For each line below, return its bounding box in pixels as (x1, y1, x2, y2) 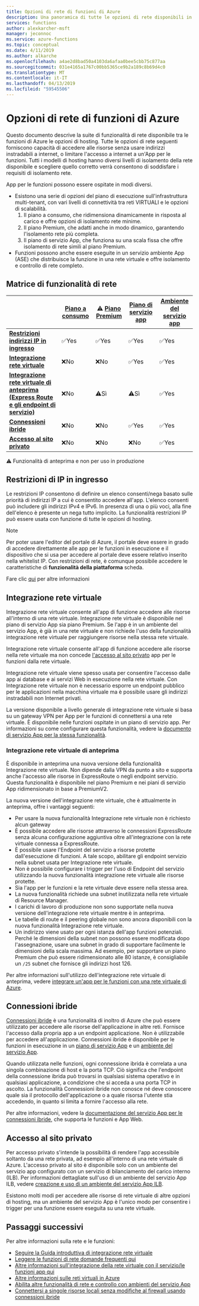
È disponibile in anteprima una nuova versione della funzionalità (6, 759, 162, 767)
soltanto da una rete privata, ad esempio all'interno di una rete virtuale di (6, 1155, 184, 1163)
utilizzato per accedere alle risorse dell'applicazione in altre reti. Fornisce (6, 1024, 185, 1031)
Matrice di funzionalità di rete (6, 279, 117, 289)
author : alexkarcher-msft (6, 25, 70, 32)
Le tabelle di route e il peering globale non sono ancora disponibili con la (14, 915, 192, 922)
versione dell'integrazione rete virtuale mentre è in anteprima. (14, 909, 166, 916)
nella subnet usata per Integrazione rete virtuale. (14, 859, 133, 866)
